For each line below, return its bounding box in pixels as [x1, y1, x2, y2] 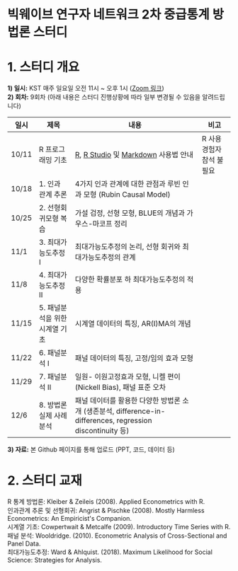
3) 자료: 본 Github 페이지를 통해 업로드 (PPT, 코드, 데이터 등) [7, 445, 175, 454]
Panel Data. [7, 539, 41, 548]
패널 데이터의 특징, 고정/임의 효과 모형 [74, 353, 193, 363]
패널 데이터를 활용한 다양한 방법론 [74, 396, 181, 405]
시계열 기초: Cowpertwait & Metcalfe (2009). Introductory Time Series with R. [7, 523, 231, 531]
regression [116, 415, 152, 425]
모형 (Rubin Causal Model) [83, 190, 171, 200]
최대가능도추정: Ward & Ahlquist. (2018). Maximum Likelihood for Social [7, 548, 212, 556]
